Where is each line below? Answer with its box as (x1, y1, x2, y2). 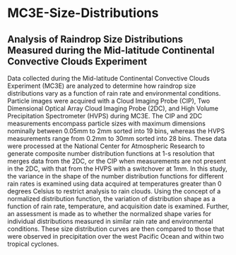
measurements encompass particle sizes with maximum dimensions (7, 119, 206, 127)
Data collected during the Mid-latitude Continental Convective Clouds (7, 74, 210, 82)
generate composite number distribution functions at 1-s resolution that (7, 149, 215, 157)
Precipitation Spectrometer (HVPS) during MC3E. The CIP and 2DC (7, 112, 203, 120)
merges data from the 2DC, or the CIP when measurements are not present (7, 157, 226, 165)
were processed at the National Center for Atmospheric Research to (7, 142, 205, 150)
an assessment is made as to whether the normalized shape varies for (7, 210, 212, 217)
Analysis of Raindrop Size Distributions (7, 33, 184, 45)
